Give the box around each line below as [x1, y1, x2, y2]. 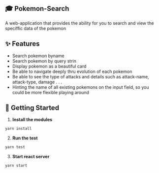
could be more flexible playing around [12, 89, 90, 95]
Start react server [12, 154, 50, 160]
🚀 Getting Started [5, 104, 60, 112]
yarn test [5, 145, 26, 150]
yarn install [5, 126, 32, 131]
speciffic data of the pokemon [5, 25, 66, 31]
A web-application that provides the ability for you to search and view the [5, 20, 154, 26]
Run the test [12, 135, 38, 141]
